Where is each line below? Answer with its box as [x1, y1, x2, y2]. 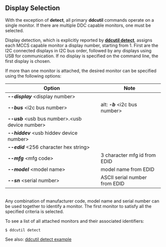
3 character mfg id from [100, 152, 156, 159]
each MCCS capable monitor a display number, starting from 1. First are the [5, 42, 159, 48]
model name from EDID [100, 165, 155, 172]
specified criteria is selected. [5, 208, 64, 214]
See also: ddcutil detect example [5, 236, 72, 242]
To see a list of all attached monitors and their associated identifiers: [5, 218, 144, 224]
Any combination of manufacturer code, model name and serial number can [5, 198, 160, 204]
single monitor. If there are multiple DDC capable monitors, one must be [5, 22, 151, 28]
